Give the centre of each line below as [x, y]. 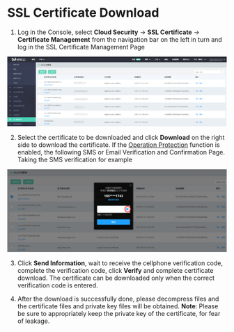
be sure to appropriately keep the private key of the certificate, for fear [119, 313]
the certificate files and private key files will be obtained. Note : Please [118, 306]
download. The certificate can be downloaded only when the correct [116, 278]
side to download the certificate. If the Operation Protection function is [119, 145]
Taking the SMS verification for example [75, 159]
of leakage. [33, 321]
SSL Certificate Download [83, 13]
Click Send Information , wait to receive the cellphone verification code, [120, 263]
